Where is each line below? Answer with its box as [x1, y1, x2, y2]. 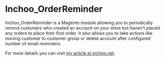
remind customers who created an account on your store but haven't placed [5, 25, 160, 30]
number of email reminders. [5, 40, 62, 46]
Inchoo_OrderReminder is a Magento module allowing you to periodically [5, 20, 153, 26]
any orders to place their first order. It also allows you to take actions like [5, 30, 153, 36]
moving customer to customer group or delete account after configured [5, 35, 151, 41]
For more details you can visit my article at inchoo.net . [5, 50, 116, 56]
